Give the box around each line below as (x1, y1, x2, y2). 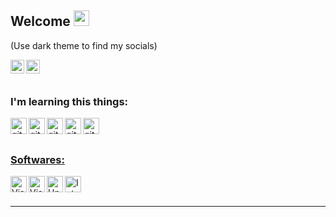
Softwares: (10, 153, 65, 167)
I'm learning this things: (10, 94, 129, 108)
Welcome (10, 13, 71, 30)
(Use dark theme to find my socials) (10, 39, 158, 51)
